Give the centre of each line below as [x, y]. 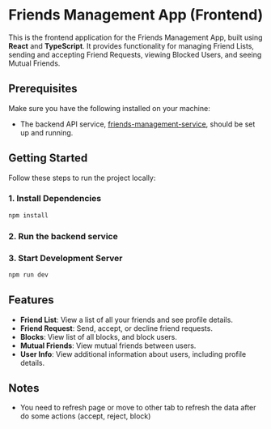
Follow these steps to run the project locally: [82, 178]
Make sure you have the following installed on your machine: [109, 108]
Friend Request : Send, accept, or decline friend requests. [116, 328]
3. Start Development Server [66, 258]
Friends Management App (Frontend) [136, 15]
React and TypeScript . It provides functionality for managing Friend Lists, [131, 45]
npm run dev [28, 275]
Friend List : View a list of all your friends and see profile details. [126, 320]
